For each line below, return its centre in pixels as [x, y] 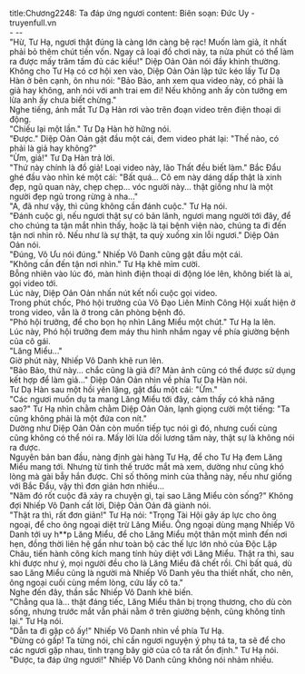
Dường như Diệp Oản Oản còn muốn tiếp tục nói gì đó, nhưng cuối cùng [143, 428]
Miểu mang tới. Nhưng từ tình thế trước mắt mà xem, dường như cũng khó [147, 466]
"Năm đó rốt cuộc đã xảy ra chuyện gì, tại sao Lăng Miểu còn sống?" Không [151, 496]
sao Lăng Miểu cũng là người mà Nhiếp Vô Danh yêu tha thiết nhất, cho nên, [152, 573]
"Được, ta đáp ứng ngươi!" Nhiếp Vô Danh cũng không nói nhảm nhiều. [142, 659]
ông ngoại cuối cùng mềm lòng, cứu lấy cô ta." [97, 582]
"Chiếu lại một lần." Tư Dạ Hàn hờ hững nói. [90, 129]
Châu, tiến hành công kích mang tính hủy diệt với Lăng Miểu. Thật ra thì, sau [152, 554]
